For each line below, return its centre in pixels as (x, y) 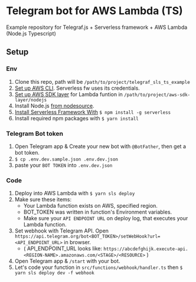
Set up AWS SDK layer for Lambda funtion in (68, 94)
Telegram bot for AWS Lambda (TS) (94, 11)
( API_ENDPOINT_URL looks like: (63, 248)
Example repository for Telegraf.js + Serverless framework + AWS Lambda (97, 27)
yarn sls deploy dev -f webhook (54, 273)
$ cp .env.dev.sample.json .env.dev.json (66, 159)
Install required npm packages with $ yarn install (76, 118)
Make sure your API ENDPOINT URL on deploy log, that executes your (106, 218)
